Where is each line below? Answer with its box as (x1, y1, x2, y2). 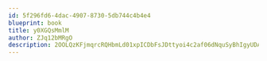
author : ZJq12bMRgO (8, 33, 73, 42)
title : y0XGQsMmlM (8, 26, 69, 34)
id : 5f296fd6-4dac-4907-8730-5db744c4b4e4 (8, 11, 151, 20)
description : (8, 41, 52, 49)
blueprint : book (8, 19, 62, 27)
